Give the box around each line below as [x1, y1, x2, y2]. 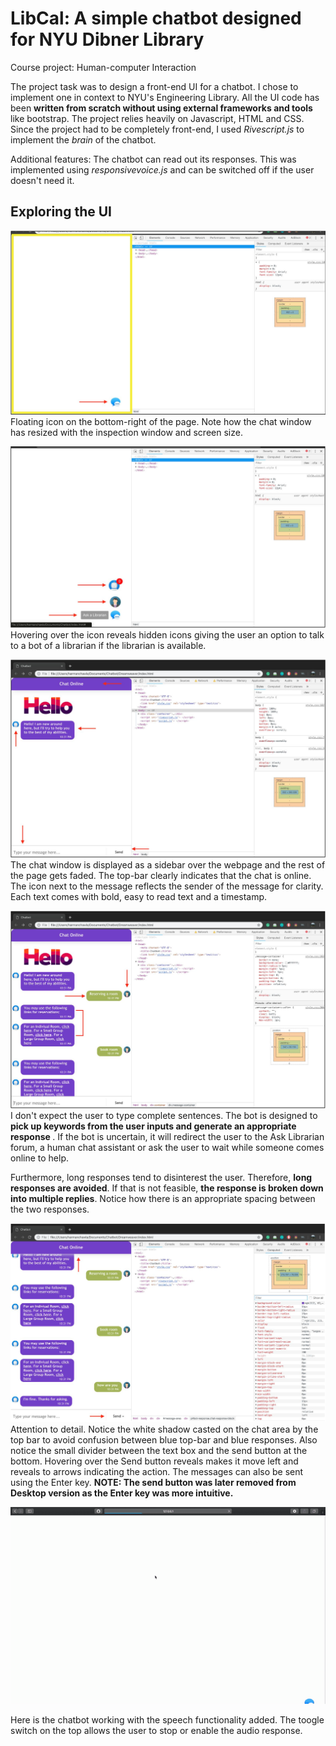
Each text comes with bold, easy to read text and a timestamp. [10, 890, 268, 902]
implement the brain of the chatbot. [10, 133, 157, 146]
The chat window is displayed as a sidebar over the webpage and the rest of [10, 858, 326, 871]
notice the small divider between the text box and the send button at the [10, 1444, 308, 1456]
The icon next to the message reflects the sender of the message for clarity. [10, 880, 324, 892]
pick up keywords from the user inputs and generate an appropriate [10, 1120, 297, 1132]
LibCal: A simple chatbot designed [10, 7, 302, 30]
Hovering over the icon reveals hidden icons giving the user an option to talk [10, 628, 325, 641]
